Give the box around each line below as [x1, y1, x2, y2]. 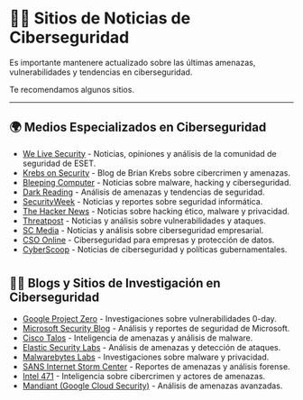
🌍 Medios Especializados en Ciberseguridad [9, 120, 267, 135]
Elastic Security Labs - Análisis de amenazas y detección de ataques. [22, 342, 281, 353]
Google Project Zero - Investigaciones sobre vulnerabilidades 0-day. [22, 314, 277, 324]
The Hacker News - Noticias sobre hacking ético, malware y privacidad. [22, 205, 290, 216]
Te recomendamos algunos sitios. [9, 84, 135, 95]
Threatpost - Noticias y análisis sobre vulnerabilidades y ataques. [22, 215, 266, 226]
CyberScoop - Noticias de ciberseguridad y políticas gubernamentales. [22, 243, 288, 255]
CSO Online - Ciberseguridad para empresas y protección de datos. [22, 234, 275, 245]
